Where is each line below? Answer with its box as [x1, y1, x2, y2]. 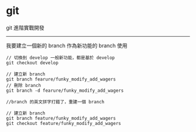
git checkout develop [6, 60, 59, 65]
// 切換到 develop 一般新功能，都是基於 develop [6, 54, 115, 61]
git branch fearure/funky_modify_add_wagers [6, 76, 116, 82]
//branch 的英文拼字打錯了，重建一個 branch [6, 99, 105, 105]
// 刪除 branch [6, 82, 41, 88]
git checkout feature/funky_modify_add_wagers [6, 120, 121, 126]
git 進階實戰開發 [6, 24, 45, 31]
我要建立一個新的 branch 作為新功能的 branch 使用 [6, 42, 128, 49]
